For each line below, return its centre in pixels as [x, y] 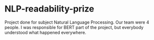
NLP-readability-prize [49, 9]
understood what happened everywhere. [45, 32]
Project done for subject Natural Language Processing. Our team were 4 [77, 22]
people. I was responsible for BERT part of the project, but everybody [74, 27]
